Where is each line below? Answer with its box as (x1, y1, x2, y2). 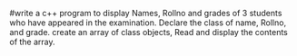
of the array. (9, 36, 56, 47)
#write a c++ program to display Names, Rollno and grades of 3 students (9, 8, 282, 18)
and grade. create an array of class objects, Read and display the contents (9, 27, 288, 37)
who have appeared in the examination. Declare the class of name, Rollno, (9, 17, 287, 28)
